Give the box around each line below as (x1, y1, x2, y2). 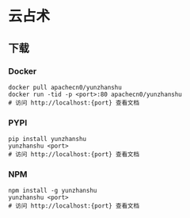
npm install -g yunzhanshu (8, 187, 97, 195)
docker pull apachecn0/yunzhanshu (8, 83, 123, 91)
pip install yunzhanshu (8, 136, 87, 143)
